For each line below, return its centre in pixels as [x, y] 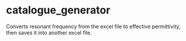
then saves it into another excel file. [49, 32]
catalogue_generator [58, 10]
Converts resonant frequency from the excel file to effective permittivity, [93, 26]
